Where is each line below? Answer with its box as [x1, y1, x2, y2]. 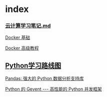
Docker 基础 [5, 34, 30, 40]
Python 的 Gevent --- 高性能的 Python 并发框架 [5, 86, 102, 92]
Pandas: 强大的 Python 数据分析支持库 [5, 75, 84, 81]
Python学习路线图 [5, 61, 61, 69]
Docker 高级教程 [5, 45, 39, 51]
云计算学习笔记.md [5, 22, 51, 29]
